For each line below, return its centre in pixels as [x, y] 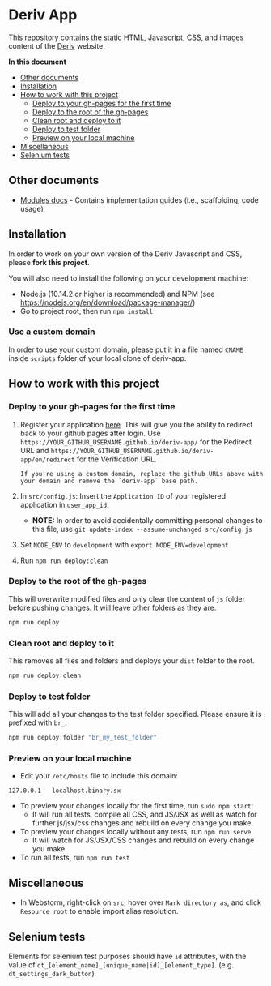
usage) [32, 208]
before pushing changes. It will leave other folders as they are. [112, 607]
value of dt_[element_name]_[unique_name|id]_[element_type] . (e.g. [121, 965]
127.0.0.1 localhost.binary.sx [65, 791]
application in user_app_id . [64, 504]
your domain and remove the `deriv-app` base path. [109, 481]
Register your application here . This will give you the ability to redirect [136, 424]
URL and [34, 450]
